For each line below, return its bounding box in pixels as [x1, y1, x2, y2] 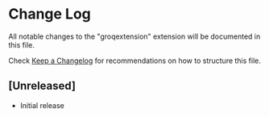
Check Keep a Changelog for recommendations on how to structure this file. [8, 56, 262, 65]
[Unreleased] [8, 79, 77, 93]
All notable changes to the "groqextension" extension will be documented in [8, 31, 261, 41]
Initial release [19, 100, 64, 110]
